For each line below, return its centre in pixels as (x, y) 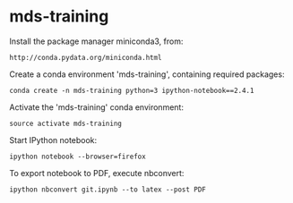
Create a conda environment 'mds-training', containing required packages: (147, 74)
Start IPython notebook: (53, 140)
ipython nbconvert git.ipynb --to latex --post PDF (108, 190)
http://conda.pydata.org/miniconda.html (86, 57)
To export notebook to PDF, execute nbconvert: (97, 173)
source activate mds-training (66, 123)
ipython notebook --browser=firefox (78, 156)
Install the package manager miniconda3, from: (96, 41)
